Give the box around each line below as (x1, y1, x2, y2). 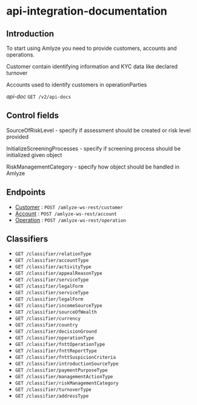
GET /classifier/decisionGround (15, 328, 97, 335)
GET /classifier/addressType (15, 393, 89, 400)
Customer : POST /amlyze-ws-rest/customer (15, 203, 123, 210)
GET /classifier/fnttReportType (15, 348, 97, 354)
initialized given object (6, 151, 62, 159)
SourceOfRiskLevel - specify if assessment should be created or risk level (6, 126, 191, 134)
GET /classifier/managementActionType (15, 374, 113, 380)
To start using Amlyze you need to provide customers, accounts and (6, 44, 177, 52)
